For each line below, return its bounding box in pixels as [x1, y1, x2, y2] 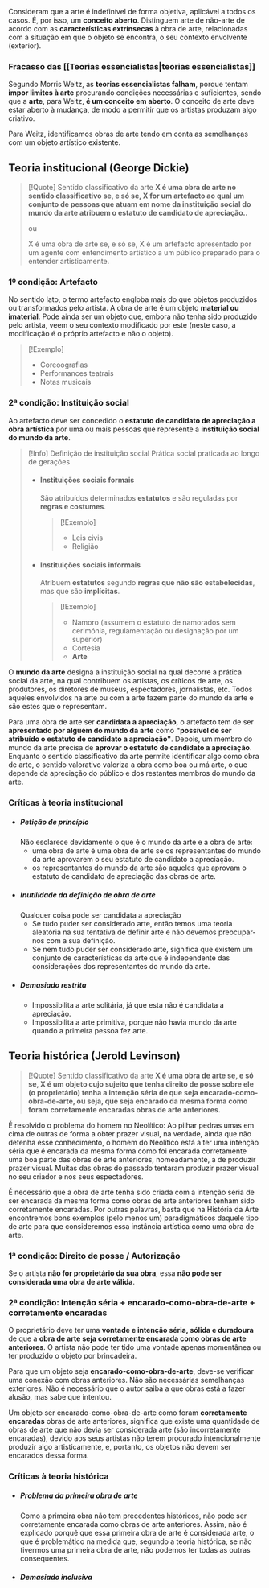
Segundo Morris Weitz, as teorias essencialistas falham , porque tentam [8, 80, 249, 89]
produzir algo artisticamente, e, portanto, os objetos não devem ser [8, 1442, 231, 1452]
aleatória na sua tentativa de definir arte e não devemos [31, 927, 217, 937]
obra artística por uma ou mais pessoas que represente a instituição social [8, 424, 259, 434]
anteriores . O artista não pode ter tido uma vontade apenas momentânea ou [8, 1343, 262, 1352]
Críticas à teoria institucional [8, 797, 124, 808]
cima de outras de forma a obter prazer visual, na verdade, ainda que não [8, 1128, 251, 1138]
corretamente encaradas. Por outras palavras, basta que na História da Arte [8, 1204, 259, 1214]
